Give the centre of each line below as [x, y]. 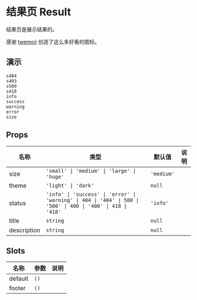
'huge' [55, 177]
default [19, 279]
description [25, 230]
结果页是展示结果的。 [32, 29]
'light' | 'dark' [70, 185]
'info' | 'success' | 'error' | [91, 194]
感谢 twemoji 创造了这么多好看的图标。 [53, 42]
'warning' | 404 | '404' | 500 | [93, 200]
